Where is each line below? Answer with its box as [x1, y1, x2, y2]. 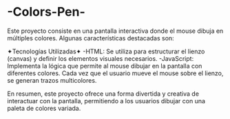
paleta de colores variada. [7, 104, 81, 112]
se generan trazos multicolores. [7, 76, 97, 84]
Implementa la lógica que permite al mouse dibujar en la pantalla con [7, 62, 202, 70]
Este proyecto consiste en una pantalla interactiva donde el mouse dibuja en [7, 27, 224, 35]
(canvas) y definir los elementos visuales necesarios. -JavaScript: [7, 54, 194, 62]
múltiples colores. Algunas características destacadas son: [7, 34, 174, 42]
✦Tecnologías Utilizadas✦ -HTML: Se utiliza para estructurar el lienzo [7, 47, 205, 55]
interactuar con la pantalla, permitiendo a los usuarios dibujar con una [7, 96, 205, 105]
